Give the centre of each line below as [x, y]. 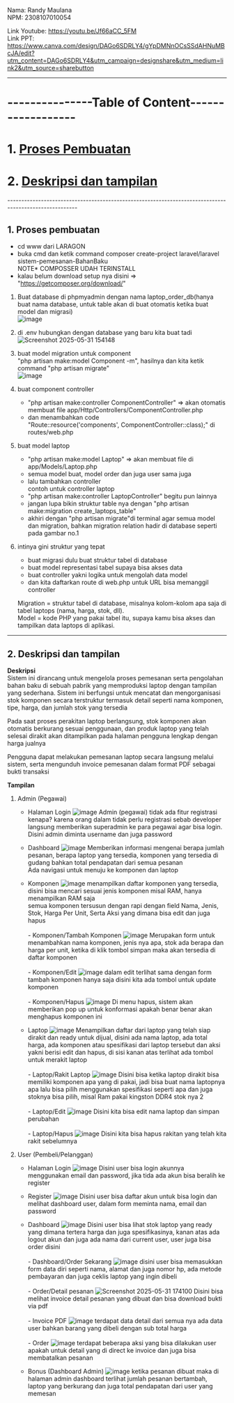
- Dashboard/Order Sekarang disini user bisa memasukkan [125, 1261]
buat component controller [55, 389]
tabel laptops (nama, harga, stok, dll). [71, 611]
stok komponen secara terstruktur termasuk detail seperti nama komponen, [116, 700]
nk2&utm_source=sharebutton [50, 68]
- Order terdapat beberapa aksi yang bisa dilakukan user [122, 1342]
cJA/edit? [21, 53]
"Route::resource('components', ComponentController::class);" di [122, 425]
